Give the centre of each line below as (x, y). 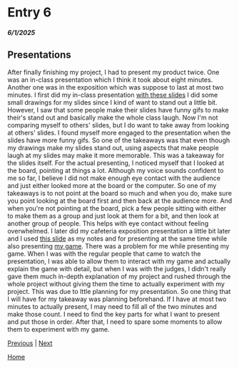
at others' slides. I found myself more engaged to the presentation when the (119, 132)
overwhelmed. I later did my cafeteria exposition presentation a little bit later (119, 231)
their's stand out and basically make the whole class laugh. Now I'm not (113, 117)
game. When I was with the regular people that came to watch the (104, 253)
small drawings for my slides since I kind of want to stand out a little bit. (112, 102)
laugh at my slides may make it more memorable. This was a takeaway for (116, 155)
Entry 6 (30, 12)
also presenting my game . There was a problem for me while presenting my (118, 246)
